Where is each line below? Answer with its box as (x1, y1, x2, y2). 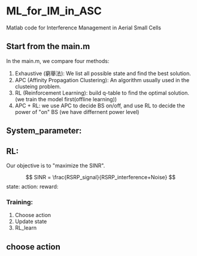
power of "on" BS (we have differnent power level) (14, 108, 140, 115)
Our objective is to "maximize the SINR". (6, 162, 105, 169)
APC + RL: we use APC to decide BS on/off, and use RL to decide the (14, 102, 186, 109)
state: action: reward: (6, 183, 59, 190)
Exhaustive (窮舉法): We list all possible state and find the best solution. (14, 70, 192, 77)
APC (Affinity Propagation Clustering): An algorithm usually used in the (14, 76, 190, 83)
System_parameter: (6, 126, 82, 136)
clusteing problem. (14, 83, 62, 90)
